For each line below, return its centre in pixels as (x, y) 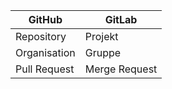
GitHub (45, 19)
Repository (41, 36)
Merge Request (121, 69)
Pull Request (45, 69)
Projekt (101, 36)
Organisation (45, 52)
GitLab (121, 19)
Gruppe (103, 52)
